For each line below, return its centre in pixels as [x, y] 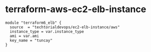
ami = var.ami [24, 36]
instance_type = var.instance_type [47, 31]
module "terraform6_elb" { [33, 23]
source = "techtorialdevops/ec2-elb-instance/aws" [65, 27]
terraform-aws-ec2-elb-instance [76, 9]
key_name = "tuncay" [31, 40]
